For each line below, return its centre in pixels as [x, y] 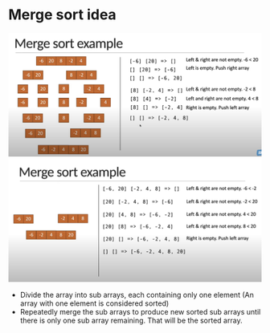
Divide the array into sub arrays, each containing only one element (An [137, 294]
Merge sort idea [62, 15]
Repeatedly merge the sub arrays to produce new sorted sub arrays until [140, 311]
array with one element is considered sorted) [94, 303]
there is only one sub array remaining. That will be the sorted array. [131, 320]
